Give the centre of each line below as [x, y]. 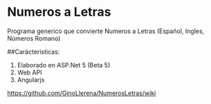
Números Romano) [34, 38]
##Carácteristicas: [34, 52]
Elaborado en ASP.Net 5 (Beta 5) [64, 65]
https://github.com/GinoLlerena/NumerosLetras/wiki [82, 93]
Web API [29, 72]
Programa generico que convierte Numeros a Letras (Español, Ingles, [106, 31]
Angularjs [31, 79]
